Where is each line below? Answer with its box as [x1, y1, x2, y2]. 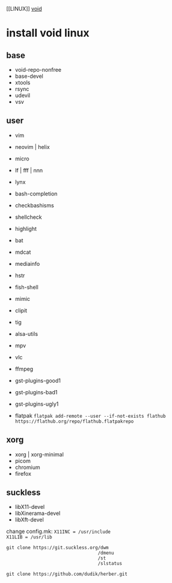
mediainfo [14, 260, 40, 267]
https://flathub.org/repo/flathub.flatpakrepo [14, 418, 134, 424]
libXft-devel [14, 516, 44, 523]
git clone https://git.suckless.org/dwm [6, 545, 109, 551]
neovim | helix [14, 143, 50, 150]
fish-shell [14, 283, 39, 291]
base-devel [14, 72, 43, 80]
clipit [14, 307, 28, 314]
